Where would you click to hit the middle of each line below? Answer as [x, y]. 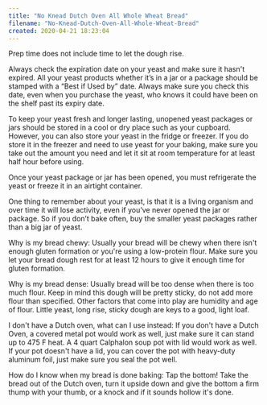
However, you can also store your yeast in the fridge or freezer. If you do [129, 136]
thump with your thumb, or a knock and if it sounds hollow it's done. [121, 392]
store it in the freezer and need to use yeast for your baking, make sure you [133, 145]
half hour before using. [46, 162]
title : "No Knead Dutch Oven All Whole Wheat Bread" [99, 16]
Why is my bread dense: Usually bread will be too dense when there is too [131, 284]
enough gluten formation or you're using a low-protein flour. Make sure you [133, 251]
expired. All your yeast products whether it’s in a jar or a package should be [133, 78]
